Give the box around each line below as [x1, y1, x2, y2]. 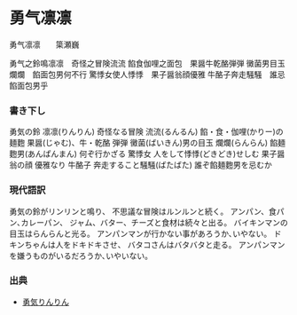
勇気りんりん [21, 296, 69, 307]
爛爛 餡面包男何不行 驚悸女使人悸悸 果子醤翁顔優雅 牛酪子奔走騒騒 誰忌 [9, 68, 285, 80]
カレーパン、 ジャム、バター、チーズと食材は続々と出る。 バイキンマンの [20, 217, 288, 227]
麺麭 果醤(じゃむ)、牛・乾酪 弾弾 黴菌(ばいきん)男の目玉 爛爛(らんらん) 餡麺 [9, 138, 286, 148]
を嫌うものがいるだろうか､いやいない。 [9, 250, 153, 261]
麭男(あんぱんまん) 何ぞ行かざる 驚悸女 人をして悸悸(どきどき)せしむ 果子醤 [9, 148, 285, 160]
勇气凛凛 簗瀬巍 [9, 39, 80, 50]
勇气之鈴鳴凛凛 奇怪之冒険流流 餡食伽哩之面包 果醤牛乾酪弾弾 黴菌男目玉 [9, 58, 285, 68]
